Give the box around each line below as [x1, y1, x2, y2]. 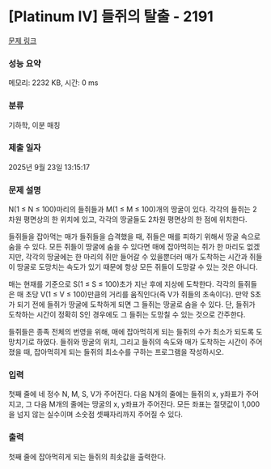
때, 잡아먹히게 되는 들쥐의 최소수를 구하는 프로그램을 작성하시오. [23, 347, 224, 357]
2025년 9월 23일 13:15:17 [8, 162, 91, 172]
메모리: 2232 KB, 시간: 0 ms [8, 78, 99, 87]
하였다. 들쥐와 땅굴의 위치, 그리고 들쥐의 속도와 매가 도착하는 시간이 [36, 337, 248, 347]
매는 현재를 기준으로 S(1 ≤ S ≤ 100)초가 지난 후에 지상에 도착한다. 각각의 [8, 279, 236, 289]
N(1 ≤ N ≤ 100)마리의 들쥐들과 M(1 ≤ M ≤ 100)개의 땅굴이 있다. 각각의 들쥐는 [8, 204, 251, 215]
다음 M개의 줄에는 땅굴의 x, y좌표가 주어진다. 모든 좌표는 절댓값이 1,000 [33, 399, 260, 409]
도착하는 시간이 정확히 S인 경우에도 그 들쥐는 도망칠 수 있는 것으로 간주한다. [8, 309, 246, 320]
